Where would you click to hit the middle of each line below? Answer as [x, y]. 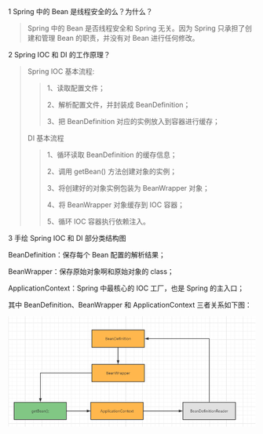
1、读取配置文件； [76, 88]
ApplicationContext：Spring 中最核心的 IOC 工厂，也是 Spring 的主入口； [126, 288]
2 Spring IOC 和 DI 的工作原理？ [59, 55]
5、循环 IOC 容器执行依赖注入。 [99, 221]
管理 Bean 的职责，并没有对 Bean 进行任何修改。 [120, 38]
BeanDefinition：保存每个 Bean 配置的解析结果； [87, 255]
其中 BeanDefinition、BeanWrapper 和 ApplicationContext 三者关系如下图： [130, 305]
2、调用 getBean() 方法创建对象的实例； [112, 171]
